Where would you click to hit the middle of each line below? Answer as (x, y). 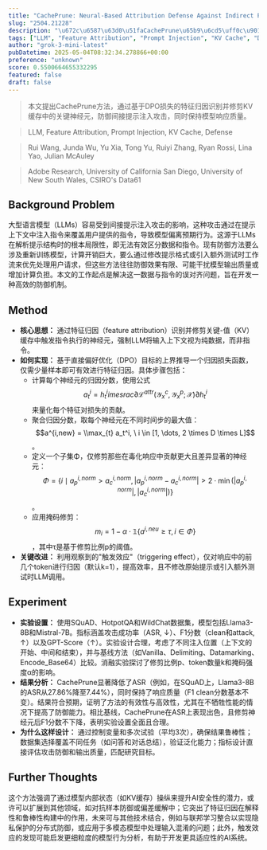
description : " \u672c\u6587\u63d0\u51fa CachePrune (94, 30)
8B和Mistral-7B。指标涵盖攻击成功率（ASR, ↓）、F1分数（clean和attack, (137, 632)
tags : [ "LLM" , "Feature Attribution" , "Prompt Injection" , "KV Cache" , (129, 38)
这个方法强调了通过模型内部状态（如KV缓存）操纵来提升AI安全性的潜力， (128, 797)
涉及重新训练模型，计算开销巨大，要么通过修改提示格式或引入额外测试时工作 (133, 255)
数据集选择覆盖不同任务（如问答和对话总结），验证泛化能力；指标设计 (133, 742)
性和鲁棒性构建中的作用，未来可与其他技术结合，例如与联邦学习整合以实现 (130, 817)
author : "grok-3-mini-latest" (58, 45)
